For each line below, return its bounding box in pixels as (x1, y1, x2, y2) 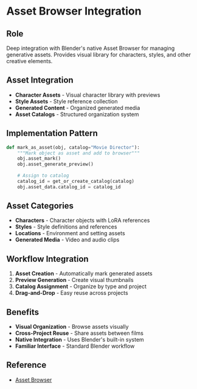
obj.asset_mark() (17, 156, 61, 162)
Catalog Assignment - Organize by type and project (15, 283, 147, 290)
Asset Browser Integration (6, 4, 142, 18)
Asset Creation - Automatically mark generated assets (15, 270, 153, 277)
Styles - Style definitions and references (15, 223, 117, 230)
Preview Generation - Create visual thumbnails (15, 277, 134, 284)
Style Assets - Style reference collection (15, 97, 118, 105)
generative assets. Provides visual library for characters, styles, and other (6, 51, 192, 58)
